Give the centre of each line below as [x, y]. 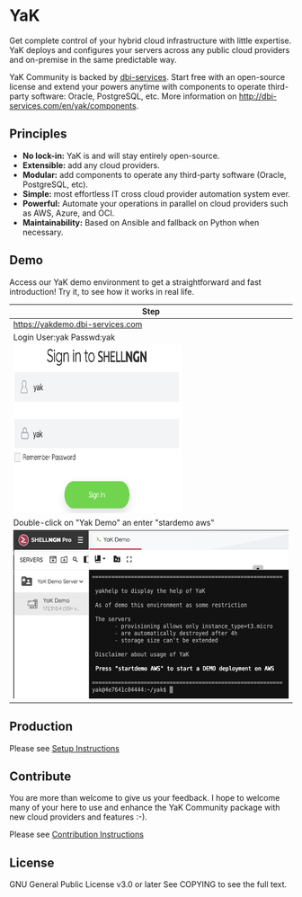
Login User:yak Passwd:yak [64, 337]
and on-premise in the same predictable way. [93, 59]
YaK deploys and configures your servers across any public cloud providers [150, 49]
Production [41, 727]
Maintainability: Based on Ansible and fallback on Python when [141, 222]
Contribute [40, 777]
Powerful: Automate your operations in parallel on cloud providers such [155, 203]
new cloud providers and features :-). [79, 817]
